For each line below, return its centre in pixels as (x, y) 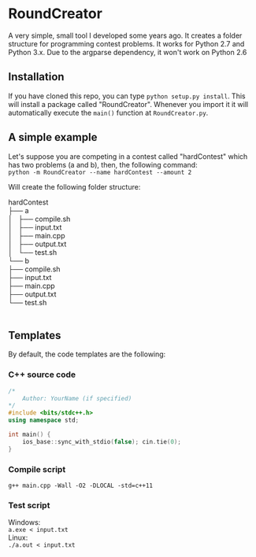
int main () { (30, 435)
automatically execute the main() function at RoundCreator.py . (108, 113)
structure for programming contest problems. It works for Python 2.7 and (126, 43)
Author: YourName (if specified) (77, 398)
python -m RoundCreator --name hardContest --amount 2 (100, 172)
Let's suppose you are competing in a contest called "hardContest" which (128, 156)
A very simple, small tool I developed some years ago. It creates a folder (125, 35)
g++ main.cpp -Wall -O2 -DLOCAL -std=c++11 (81, 485)
